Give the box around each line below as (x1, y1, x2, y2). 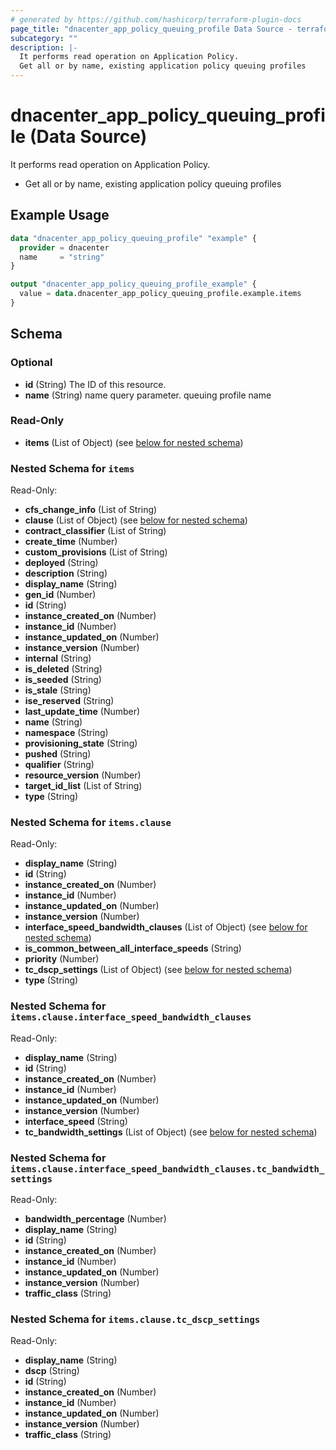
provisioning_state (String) (24, 737, 138, 750)
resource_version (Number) (24, 769, 142, 781)
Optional (10, 356, 53, 370)
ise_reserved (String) (24, 695, 115, 707)
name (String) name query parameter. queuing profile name (24, 389, 272, 401)
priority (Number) (24, 953, 100, 965)
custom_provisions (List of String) (24, 546, 168, 558)
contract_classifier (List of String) (24, 525, 167, 537)
